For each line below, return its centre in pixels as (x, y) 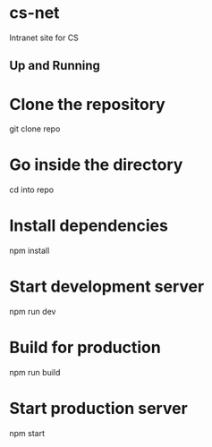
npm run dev (33, 312)
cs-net (34, 13)
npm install (30, 251)
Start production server (98, 409)
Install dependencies (89, 226)
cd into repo (32, 190)
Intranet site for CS (44, 38)
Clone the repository (87, 104)
